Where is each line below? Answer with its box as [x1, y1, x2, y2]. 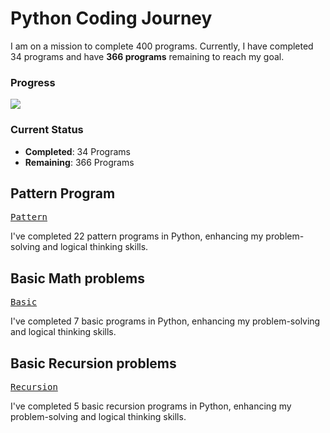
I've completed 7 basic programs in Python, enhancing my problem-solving [10, 315, 321, 327]
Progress [10, 75, 56, 89]
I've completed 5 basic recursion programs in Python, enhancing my [10, 400, 292, 412]
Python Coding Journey [10, 7, 213, 30]
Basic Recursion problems [10, 355, 177, 372]
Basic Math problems [10, 270, 145, 287]
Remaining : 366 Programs [24, 156, 135, 168]
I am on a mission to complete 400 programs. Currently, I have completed [10, 40, 314, 52]
